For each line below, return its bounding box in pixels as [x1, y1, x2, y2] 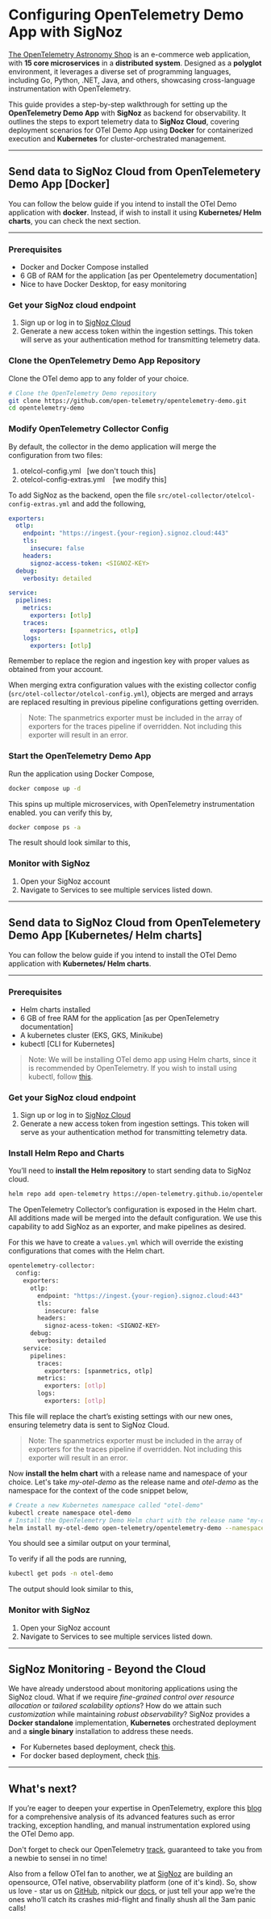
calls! [8, 1904, 27, 1913]
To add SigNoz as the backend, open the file [8, 490, 156, 500]
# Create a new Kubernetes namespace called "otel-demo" [8, 1501, 204, 1510]
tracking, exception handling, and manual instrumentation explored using [8, 1820, 251, 1830]
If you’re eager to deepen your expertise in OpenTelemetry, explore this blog [8, 1804, 262, 1813]
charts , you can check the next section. [8, 216, 141, 225]
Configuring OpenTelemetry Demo [8, 6, 244, 24]
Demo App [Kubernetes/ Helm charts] [8, 929, 202, 943]
